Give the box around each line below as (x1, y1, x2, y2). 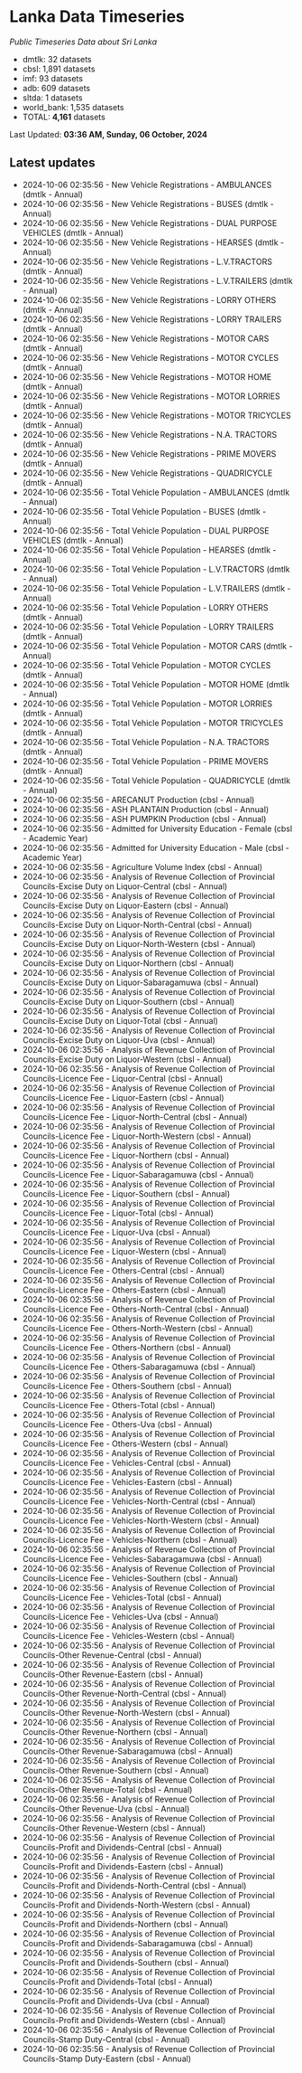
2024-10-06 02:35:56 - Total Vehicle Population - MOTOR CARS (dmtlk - (22, 640, 293, 651)
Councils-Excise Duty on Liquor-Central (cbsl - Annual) (22, 880, 228, 892)
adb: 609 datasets (22, 82, 91, 93)
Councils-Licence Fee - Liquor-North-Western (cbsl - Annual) (22, 1131, 252, 1141)
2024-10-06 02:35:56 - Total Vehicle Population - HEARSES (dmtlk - (22, 544, 277, 555)
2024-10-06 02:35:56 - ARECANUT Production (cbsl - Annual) (22, 794, 255, 805)
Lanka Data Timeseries (9, 6, 185, 27)
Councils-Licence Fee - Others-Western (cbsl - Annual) (22, 1438, 229, 1449)
